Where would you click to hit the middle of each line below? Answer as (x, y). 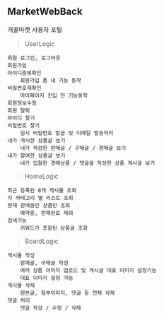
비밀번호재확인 (24, 88)
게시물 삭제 (21, 285)
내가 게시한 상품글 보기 (36, 141)
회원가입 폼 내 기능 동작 (51, 81)
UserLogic (40, 43)
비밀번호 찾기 (24, 125)
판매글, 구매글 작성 (44, 263)
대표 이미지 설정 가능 (47, 278)
